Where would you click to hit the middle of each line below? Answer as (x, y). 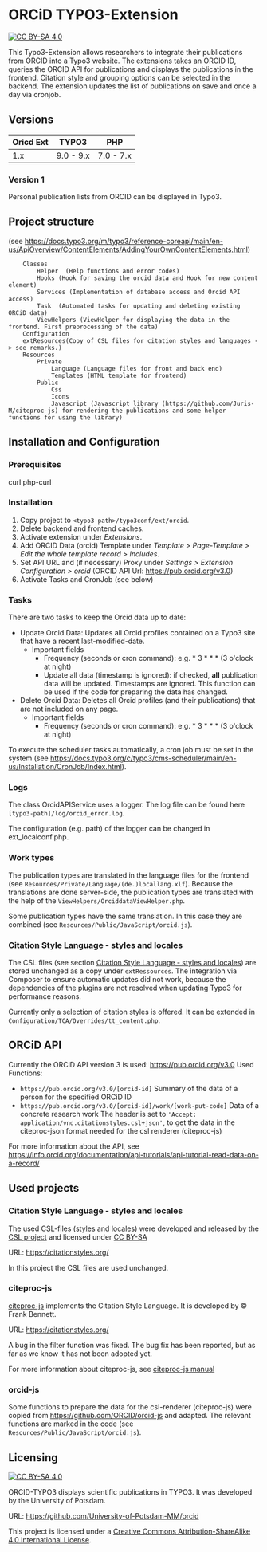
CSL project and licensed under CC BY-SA (78, 1236)
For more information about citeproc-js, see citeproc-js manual (112, 1369)
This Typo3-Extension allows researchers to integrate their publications (126, 52)
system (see (29, 758)
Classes (35, 264)
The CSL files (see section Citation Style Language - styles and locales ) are (132, 963)
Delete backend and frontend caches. (82, 528)
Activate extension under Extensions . (81, 536)
